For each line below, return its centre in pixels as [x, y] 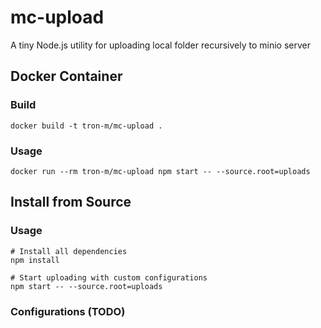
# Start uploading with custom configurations [109, 277]
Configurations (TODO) [68, 311]
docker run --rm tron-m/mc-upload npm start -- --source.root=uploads [160, 171]
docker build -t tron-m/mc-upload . [86, 126]
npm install [35, 260]
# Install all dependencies [69, 251]
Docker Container [66, 76]
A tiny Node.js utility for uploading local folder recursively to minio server [160, 45]
